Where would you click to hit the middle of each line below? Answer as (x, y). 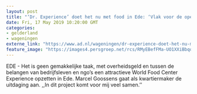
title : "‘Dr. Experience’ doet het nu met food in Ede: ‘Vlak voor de (94, 17)
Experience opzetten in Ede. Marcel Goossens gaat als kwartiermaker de (94, 78)
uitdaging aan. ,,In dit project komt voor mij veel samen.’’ (74, 85)
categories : (21, 28)
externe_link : (23, 44)
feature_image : (25, 50)
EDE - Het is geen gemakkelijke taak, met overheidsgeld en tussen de (90, 66)
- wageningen (22, 39)
